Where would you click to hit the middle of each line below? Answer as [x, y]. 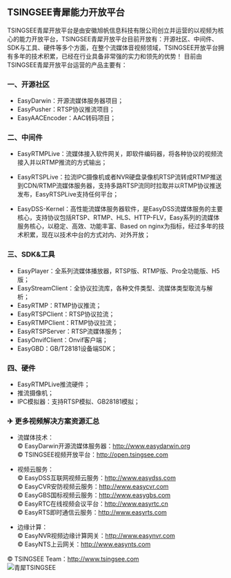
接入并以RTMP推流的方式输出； [62, 162]
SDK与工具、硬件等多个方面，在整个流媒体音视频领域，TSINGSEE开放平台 [113, 48]
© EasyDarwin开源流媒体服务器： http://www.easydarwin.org [104, 446]
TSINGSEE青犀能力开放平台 [66, 12]
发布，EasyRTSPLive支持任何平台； [68, 195]
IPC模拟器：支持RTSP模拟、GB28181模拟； [78, 401]
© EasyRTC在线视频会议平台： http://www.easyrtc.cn [93, 504]
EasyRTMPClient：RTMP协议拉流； [68, 322]
